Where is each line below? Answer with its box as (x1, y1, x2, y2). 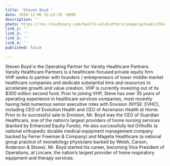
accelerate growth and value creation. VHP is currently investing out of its (5, 85, 159, 91)
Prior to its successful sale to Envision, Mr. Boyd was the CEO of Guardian (5, 112, 159, 118)
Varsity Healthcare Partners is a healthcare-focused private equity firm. (5, 69, 155, 75)
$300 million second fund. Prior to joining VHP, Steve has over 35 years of (5, 90, 160, 96)
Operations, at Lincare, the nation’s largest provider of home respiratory (5, 149, 155, 155)
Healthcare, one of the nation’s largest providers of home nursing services (5, 117, 160, 123)
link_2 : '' (5, 31, 28, 36)
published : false (5, 45, 42, 50)
